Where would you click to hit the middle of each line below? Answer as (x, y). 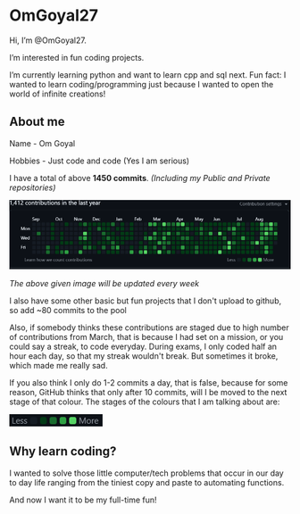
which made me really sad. (59, 365)
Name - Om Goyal (42, 143)
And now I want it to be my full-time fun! (83, 500)
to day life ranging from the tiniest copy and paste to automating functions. (147, 482)
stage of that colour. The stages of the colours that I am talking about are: (145, 402)
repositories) (33, 187)
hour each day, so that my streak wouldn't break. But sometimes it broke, (144, 356)
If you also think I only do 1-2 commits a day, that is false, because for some (149, 382)
